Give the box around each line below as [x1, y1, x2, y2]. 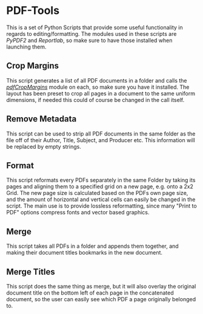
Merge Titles [6, 267, 56, 277]
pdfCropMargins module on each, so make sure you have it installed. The [6, 83, 190, 90]
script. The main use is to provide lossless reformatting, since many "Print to [6, 202, 197, 210]
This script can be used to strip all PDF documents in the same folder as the [6, 130, 196, 137]
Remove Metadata [6, 114, 77, 125]
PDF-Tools [6, 4, 59, 18]
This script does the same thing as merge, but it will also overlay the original [6, 283, 196, 290]
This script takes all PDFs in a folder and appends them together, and [6, 242, 179, 250]
